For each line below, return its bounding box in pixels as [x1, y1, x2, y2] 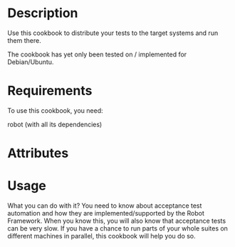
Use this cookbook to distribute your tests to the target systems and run [7, 29, 219, 37]
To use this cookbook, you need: [7, 106, 103, 115]
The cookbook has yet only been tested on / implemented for [7, 50, 187, 59]
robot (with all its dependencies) [7, 120, 103, 128]
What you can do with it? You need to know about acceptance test [7, 201, 202, 210]
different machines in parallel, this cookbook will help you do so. [7, 232, 196, 240]
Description [7, 5, 78, 21]
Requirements [7, 83, 93, 99]
